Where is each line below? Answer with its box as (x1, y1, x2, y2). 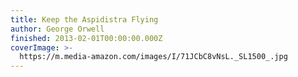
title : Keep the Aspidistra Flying (10, 14, 159, 25)
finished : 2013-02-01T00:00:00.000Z (10, 33, 163, 43)
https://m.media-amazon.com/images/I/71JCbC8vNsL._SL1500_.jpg (19, 52, 288, 62)
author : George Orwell (10, 24, 105, 34)
